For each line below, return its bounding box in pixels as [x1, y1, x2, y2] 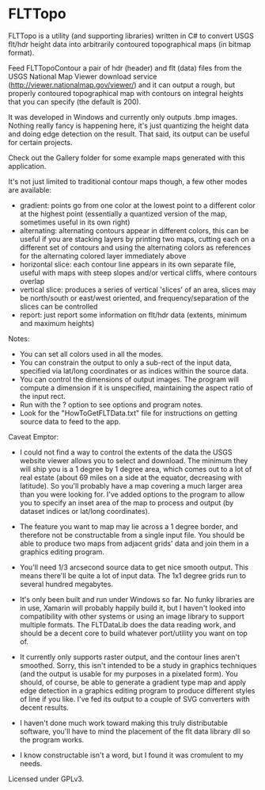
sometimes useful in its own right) [19, 217, 131, 227]
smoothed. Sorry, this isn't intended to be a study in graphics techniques [19, 660, 257, 670]
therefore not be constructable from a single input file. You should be [19, 530, 245, 539]
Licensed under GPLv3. [8, 774, 85, 784]
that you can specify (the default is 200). [8, 97, 142, 106]
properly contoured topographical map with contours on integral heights [8, 88, 244, 98]
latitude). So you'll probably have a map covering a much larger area [19, 481, 243, 490]
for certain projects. [8, 137, 73, 147]
